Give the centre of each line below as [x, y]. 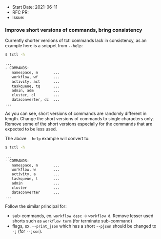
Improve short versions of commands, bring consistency [74, 30]
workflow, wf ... [36, 77]
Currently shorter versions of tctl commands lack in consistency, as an [76, 40]
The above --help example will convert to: [47, 138]
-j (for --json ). [27, 231]
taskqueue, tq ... [36, 86]
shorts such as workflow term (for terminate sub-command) [72, 221]
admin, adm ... [36, 91]
